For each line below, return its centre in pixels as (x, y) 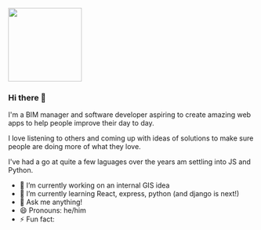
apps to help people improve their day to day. (81, 123)
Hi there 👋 (27, 97)
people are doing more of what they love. (74, 147)
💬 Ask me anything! (51, 202)
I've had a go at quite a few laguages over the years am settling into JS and (129, 162)
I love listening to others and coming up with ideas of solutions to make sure (131, 138)
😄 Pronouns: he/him (53, 210)
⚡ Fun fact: (37, 219)
